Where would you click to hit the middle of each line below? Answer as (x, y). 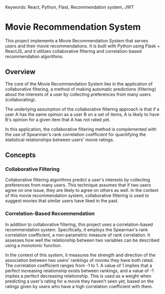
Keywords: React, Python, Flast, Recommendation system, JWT (70, 7)
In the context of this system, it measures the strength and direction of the (81, 255)
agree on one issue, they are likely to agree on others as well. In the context (82, 190)
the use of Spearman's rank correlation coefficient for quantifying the (76, 134)
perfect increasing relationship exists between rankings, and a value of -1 (80, 270)
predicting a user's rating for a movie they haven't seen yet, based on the (80, 281)
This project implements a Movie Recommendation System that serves (77, 40)
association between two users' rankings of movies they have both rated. (80, 260)
